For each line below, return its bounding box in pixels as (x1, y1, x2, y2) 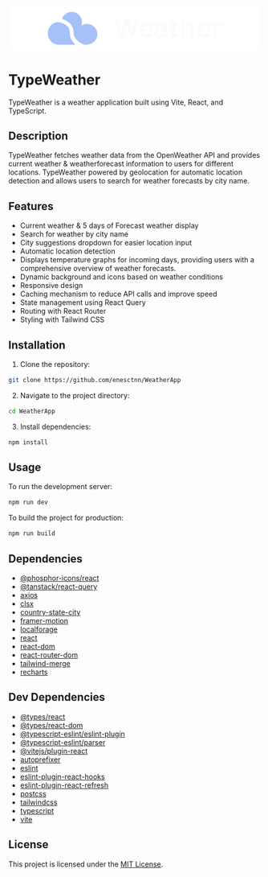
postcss (19, 788, 47, 798)
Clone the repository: (19, 360, 91, 369)
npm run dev (8, 498, 48, 507)
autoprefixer (19, 755, 61, 764)
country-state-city (19, 607, 81, 617)
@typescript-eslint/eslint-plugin (19, 729, 126, 739)
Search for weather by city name (19, 229, 128, 239)
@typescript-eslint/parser (19, 737, 106, 747)
